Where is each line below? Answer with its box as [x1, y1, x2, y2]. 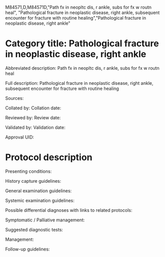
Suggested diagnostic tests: [5, 226, 63, 232]
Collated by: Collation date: [5, 105, 61, 111]
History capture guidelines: [5, 178, 61, 184]
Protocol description [5, 152, 93, 163]
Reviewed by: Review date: [5, 114, 61, 120]
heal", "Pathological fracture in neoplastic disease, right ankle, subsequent [5, 10, 160, 16]
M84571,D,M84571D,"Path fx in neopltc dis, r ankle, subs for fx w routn [5, 5, 152, 10]
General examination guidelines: [5, 188, 72, 194]
